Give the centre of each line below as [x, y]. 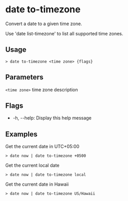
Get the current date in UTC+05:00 [42, 147]
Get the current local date [32, 166]
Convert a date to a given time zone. [44, 24]
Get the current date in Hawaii [37, 184]
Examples [21, 134]
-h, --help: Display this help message [52, 118]
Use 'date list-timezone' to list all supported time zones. [64, 33]
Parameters [24, 77]
